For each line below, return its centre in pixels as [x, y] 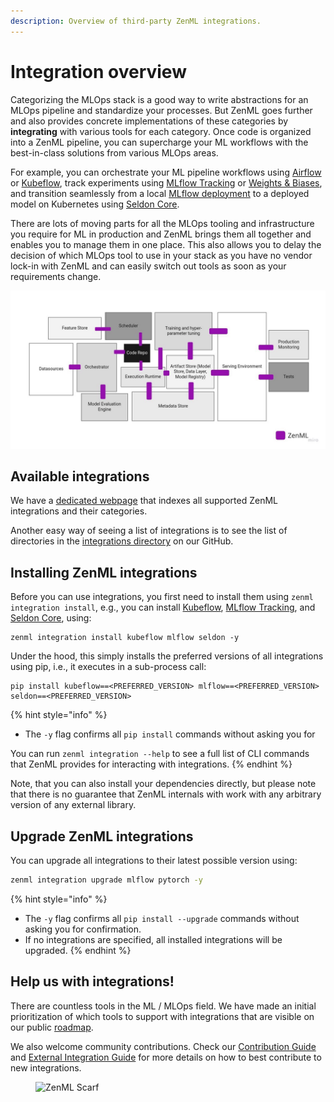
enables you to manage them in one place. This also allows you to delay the [166, 244]
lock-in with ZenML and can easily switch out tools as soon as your [148, 266]
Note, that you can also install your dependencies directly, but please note [163, 784]
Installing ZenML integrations [104, 572]
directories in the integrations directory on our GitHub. [122, 541]
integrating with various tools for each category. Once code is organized [161, 131]
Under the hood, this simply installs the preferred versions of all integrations [167, 656]
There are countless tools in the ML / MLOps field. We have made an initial [163, 1006]
